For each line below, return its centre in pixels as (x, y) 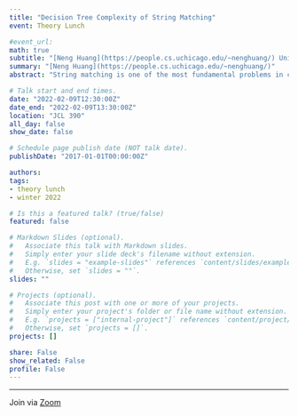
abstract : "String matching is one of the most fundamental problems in (146, 75)
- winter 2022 (35, 197)
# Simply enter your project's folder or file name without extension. (149, 312)
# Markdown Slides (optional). (67, 238)
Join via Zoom (35, 403)
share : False (33, 352)
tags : (19, 180)
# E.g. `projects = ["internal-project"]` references (114, 320)
